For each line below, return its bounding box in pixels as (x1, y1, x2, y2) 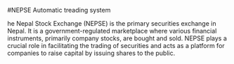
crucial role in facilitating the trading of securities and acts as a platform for (7, 42, 225, 49)
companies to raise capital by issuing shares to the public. (7, 49, 176, 57)
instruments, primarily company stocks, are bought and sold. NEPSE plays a (7, 34, 227, 42)
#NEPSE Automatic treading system (7, 6, 111, 14)
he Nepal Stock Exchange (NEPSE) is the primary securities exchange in (7, 19, 216, 27)
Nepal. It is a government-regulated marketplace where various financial (7, 27, 217, 35)
